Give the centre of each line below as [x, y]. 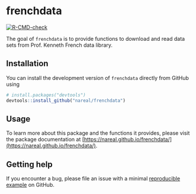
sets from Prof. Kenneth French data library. [60, 45]
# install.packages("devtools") [46, 95]
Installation [27, 64]
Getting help [29, 164]
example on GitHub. [30, 185]
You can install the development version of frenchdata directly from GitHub [98, 77]
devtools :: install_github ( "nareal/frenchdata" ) [66, 101]
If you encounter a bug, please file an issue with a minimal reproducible [93, 179]
